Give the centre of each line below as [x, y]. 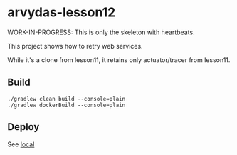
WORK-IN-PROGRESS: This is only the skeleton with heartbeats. [101, 32]
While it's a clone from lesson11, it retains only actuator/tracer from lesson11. [119, 60]
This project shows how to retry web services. [75, 46]
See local [21, 144]
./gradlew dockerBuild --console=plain [67, 105]
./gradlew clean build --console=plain [67, 99]
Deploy [23, 127]
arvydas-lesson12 [62, 12]
